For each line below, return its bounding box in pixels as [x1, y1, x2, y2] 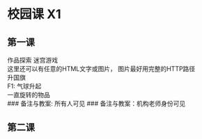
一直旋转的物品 [7, 91, 50, 99]
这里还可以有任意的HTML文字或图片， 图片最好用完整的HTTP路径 [7, 65, 196, 73]
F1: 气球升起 [7, 82, 42, 90]
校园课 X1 [7, 6, 61, 22]
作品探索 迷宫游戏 [7, 56, 58, 64]
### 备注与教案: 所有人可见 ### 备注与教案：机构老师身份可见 [7, 99, 186, 108]
